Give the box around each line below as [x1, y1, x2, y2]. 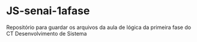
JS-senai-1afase [6, 4, 90, 18]
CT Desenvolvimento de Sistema [6, 30, 87, 37]
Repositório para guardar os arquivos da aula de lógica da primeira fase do [6, 24, 191, 31]
